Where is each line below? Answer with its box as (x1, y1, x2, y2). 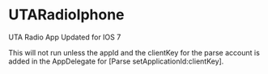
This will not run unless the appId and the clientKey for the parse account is (8, 47, 261, 57)
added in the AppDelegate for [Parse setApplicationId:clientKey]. (8, 56, 224, 66)
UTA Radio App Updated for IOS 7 (8, 32, 121, 42)
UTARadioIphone (8, 6, 125, 24)
